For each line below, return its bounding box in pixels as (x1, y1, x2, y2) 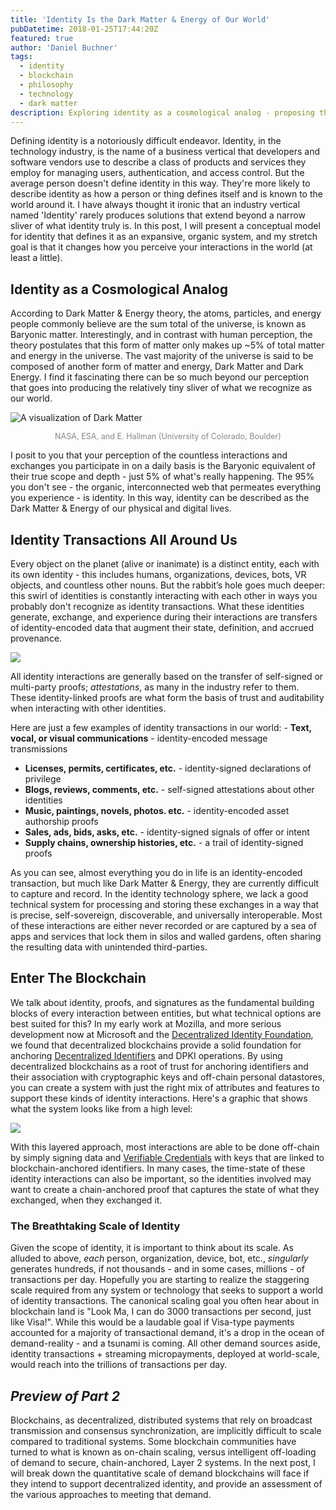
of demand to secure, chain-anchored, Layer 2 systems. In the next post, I (10, 1456, 316, 1468)
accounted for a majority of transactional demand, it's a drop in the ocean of (10, 1327, 325, 1339)
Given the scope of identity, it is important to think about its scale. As (10, 1242, 294, 1254)
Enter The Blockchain (10, 970, 147, 987)
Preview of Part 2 (10, 1387, 120, 1405)
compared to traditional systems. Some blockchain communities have (10, 1435, 297, 1447)
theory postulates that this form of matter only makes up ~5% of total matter (10, 339, 325, 351)
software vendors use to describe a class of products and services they (10, 156, 307, 168)
